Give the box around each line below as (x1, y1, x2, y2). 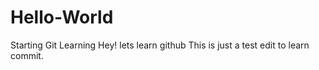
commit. (10, 49, 44, 61)
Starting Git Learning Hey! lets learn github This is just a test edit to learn (10, 39, 310, 51)
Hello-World (10, 6, 114, 29)
